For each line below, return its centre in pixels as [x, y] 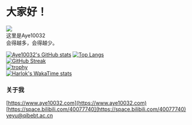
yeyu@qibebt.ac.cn [30, 116]
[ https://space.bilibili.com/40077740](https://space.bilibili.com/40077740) [96, 109]
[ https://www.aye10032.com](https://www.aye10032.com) [76, 103]
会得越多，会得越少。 [32, 42]
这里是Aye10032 [26, 35]
